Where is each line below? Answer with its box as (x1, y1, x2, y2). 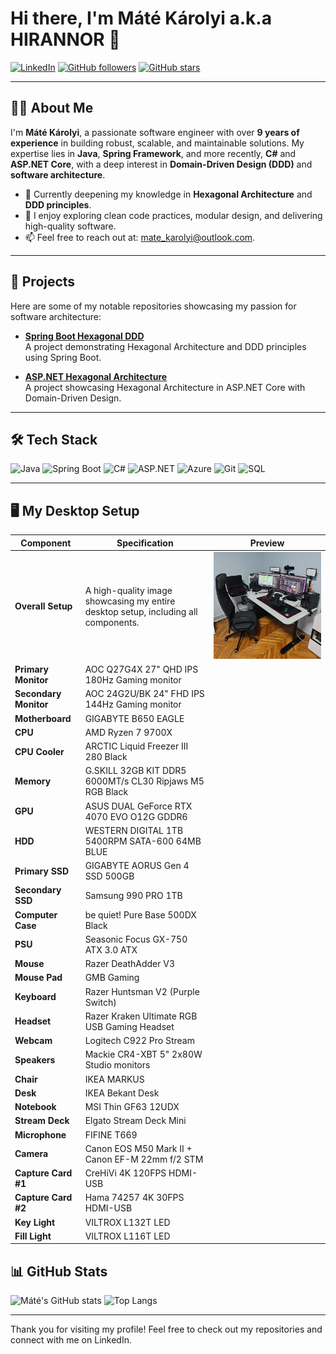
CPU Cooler (14, 745, 65, 757)
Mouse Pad (14, 972, 63, 984)
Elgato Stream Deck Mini (84, 1115, 187, 1127)
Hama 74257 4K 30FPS (84, 1192, 185, 1204)
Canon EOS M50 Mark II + (84, 1142, 193, 1154)
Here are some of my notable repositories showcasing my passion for (10, 300, 297, 312)
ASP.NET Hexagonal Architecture (24, 370, 168, 382)
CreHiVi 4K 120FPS (84, 1167, 167, 1179)
